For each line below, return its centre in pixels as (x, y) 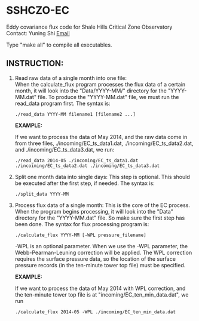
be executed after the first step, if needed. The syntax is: (85, 183)
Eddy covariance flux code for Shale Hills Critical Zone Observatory (89, 27)
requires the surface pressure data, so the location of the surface (95, 259)
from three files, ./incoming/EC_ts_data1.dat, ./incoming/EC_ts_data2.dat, (104, 143)
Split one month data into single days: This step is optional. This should (102, 177)
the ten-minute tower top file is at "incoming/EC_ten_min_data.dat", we (102, 294)
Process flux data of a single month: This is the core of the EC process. (102, 205)
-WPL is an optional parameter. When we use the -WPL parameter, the (101, 246)
